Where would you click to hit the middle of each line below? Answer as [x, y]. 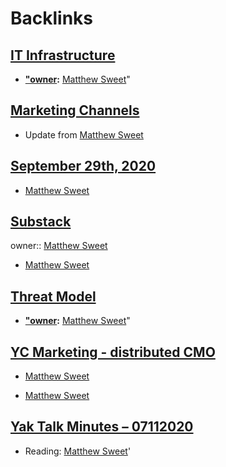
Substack [41, 222]
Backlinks [52, 18]
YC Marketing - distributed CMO [113, 352]
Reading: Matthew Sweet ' [78, 451]
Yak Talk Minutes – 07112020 [102, 427]
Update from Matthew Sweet [84, 134]
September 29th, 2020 [83, 166]
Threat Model [53, 296]
